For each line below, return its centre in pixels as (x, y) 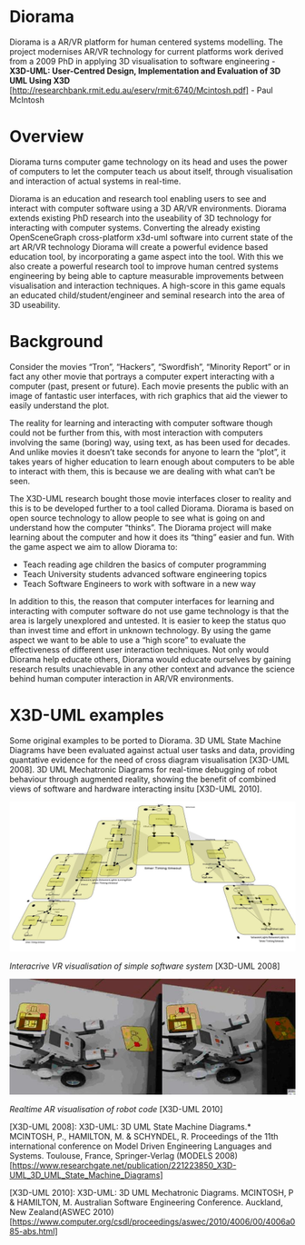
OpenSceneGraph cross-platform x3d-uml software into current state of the (151, 237)
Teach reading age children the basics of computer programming (144, 564)
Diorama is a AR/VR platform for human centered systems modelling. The (146, 42)
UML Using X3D (40, 80)
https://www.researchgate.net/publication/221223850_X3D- (124, 1166)
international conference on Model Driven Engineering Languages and (141, 1146)
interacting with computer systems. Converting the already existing (135, 227)
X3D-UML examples (87, 715)
